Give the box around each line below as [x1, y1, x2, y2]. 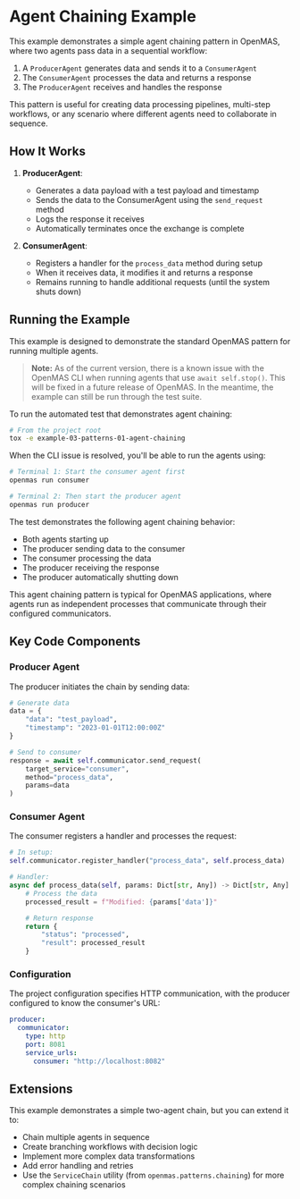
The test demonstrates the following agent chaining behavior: [9, 516, 236, 527]
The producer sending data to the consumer [21, 543, 186, 553]
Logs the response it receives [35, 213, 145, 224]
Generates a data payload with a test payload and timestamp [35, 185, 260, 196]
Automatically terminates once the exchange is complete [35, 223, 246, 233]
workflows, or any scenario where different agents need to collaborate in [9, 108, 277, 119]
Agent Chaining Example [9, 6, 196, 27]
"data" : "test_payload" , [25, 715, 118, 724]
